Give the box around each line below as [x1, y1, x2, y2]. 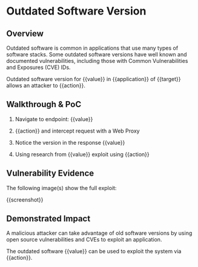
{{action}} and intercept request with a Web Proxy [15, 127, 140, 134]
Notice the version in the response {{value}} [15, 139, 125, 146]
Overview [6, 28, 44, 39]
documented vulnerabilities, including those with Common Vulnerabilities [6, 58, 188, 64]
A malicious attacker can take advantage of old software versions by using [6, 229, 193, 237]
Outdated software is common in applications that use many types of [6, 44, 179, 51]
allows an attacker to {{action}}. [6, 82, 86, 89]
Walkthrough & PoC [6, 99, 82, 110]
